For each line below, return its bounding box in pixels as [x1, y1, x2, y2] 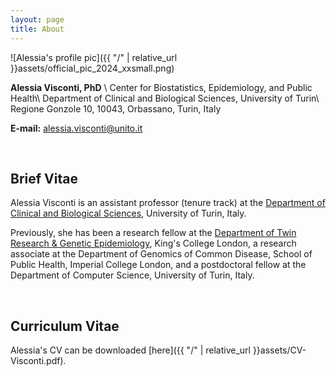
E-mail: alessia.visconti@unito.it [10, 122, 143, 134]
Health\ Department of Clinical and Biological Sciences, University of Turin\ [10, 92, 320, 104]
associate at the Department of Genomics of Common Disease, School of [10, 248, 313, 260]
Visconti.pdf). [10, 355, 67, 367]
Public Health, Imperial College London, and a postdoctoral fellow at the [10, 259, 307, 271]
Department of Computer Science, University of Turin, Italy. [10, 269, 255, 281]
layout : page [10, 14, 65, 25]
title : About [10, 24, 65, 34]
